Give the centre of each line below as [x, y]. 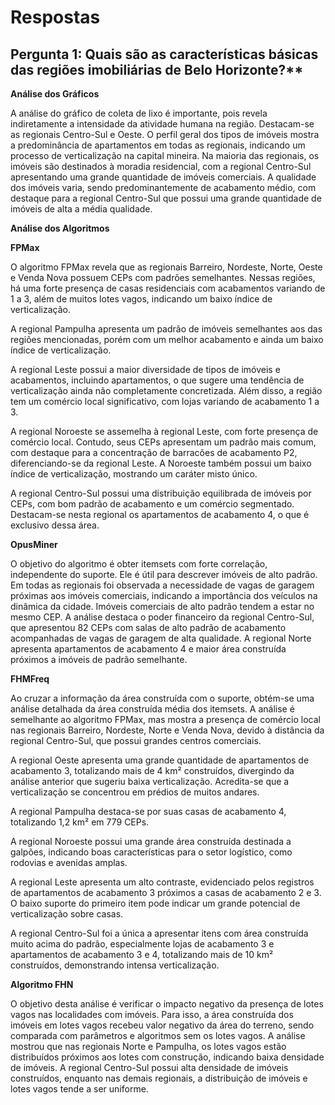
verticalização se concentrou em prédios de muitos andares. [135, 792]
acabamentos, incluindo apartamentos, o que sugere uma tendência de [157, 380]
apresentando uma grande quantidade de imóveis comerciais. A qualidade [163, 177]
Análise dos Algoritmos [60, 228]
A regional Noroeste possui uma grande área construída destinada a [151, 841]
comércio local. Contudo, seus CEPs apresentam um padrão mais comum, [163, 442]
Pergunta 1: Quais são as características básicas [164, 54]
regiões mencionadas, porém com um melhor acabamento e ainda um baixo [167, 339]
